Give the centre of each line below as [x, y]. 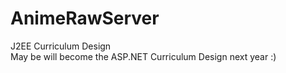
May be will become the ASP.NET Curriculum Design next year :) [143, 56]
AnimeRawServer [85, 18]
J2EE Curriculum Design [61, 46]
